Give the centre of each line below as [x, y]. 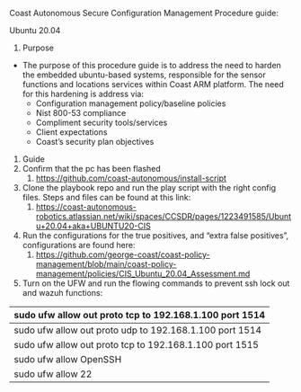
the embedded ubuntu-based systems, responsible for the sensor [144, 75]
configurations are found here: [79, 245]
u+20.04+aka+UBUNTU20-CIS [93, 226]
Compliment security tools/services [102, 122]
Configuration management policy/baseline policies [131, 103]
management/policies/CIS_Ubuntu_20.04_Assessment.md [143, 274]
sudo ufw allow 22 [53, 374]
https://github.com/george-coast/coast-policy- [123, 254]
